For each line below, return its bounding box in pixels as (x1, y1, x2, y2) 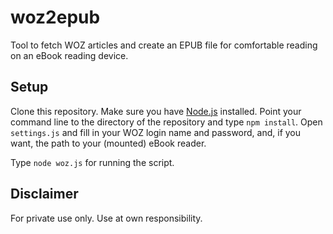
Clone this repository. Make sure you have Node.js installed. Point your (10, 105, 302, 117)
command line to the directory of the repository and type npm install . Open (10, 116, 323, 128)
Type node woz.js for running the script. (10, 156, 175, 168)
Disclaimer (10, 186, 79, 203)
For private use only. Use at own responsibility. (10, 212, 203, 224)
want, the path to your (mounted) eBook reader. (10, 137, 207, 149)
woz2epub (10, 6, 101, 29)
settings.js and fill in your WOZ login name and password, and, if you (10, 126, 302, 138)
